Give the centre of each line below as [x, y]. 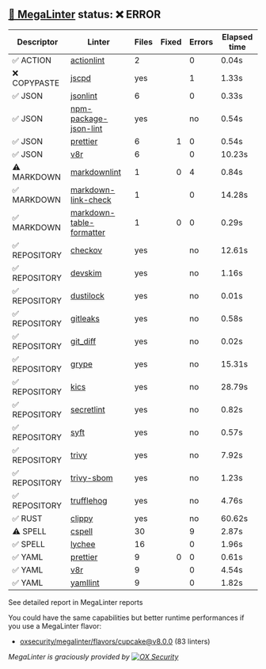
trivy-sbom [91, 477]
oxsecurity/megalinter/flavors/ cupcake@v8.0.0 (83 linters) [115, 641]
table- [82, 222]
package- [89, 118]
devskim [86, 272]
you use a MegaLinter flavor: [55, 625]
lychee [83, 544]
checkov [86, 250]
